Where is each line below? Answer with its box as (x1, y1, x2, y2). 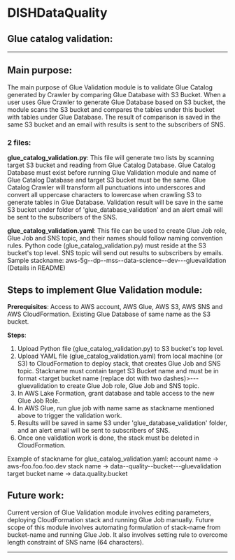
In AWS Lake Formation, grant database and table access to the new (17, 389, 215, 397)
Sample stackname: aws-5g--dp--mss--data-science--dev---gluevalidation (7, 257, 227, 265)
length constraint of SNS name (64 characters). (7, 538, 145, 546)
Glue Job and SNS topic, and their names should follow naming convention (7, 234, 223, 243)
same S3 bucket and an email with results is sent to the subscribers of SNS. (7, 120, 226, 129)
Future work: (7, 489, 64, 501)
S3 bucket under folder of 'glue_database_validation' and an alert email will (7, 206, 223, 214)
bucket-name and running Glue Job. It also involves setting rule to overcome (7, 530, 228, 539)
